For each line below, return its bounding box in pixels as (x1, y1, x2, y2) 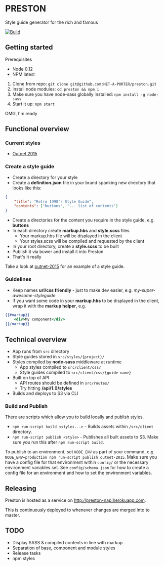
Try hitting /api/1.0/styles (19, 385, 73, 391)
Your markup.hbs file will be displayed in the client (19, 233, 123, 239)
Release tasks (12, 550, 41, 556)
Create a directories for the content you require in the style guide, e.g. (12, 217, 155, 223)
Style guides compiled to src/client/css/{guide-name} (19, 369, 131, 375)
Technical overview (5, 335, 67, 344)
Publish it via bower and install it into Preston (12, 249, 104, 255)
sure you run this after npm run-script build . (12, 439, 104, 445)
